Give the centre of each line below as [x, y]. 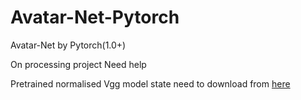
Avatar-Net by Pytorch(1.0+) [68, 45]
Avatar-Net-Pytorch [95, 17]
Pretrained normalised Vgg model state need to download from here [150, 83]
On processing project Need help [78, 64]
